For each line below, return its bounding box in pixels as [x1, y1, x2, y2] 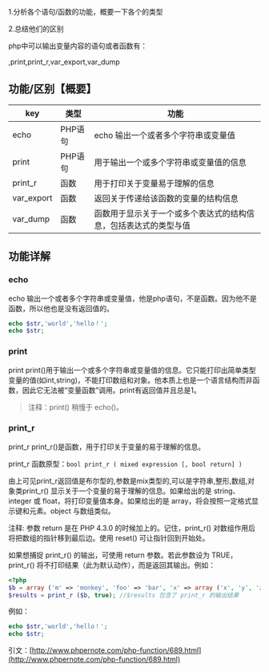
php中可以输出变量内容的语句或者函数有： [8, 41, 148, 51]
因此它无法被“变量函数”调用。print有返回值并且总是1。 [22, 385, 202, 395]
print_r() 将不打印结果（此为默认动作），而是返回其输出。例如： [8, 560, 216, 569]
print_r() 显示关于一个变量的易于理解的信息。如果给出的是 [22, 486, 212, 496]
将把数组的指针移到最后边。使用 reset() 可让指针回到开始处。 [8, 532, 210, 543]
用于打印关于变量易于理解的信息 [94, 177, 215, 188]
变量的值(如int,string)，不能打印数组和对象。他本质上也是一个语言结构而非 [8, 375, 254, 385]
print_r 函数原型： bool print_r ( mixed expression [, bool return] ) [8, 459, 243, 468]
